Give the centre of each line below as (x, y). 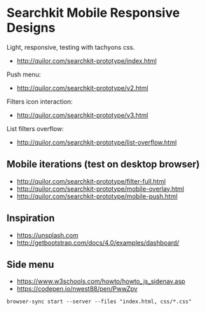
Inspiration (31, 218)
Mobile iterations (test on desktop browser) (103, 164)
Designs (31, 28)
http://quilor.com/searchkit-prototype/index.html (87, 60)
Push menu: (24, 74)
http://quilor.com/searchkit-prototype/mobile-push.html (97, 196)
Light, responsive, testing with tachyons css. (71, 47)
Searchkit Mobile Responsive (93, 13)
